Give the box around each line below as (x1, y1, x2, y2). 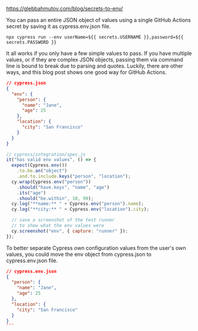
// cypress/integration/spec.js (6, 151, 86, 158)
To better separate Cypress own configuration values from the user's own (6, 244, 186, 251)
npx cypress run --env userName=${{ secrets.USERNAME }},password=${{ (6, 34, 184, 40)
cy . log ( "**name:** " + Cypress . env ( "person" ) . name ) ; (11, 201, 144, 207)
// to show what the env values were (11, 223, 105, 229)
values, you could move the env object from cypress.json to (6, 250, 152, 258)
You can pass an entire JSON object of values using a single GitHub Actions (6, 17, 191, 23)
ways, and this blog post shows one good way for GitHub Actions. (6, 69, 167, 76)
